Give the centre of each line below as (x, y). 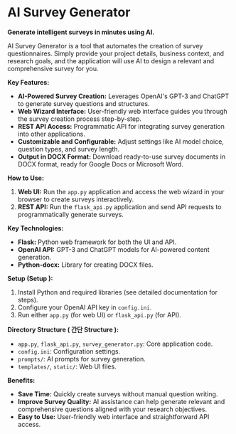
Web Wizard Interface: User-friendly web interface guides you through (122, 111)
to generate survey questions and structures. (84, 103)
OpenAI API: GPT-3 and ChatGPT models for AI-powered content (113, 249)
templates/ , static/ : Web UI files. (67, 366)
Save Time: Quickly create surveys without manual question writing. (118, 394)
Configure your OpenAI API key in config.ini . (85, 307)
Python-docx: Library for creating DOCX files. (86, 265)
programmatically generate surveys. (71, 214)
